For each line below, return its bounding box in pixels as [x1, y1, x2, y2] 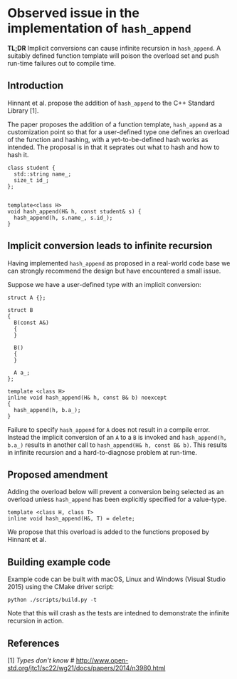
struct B [7, 306, 33, 313]
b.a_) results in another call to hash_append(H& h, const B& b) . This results [7, 441, 228, 449]
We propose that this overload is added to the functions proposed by [7, 528, 210, 536]
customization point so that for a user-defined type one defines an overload [7, 127, 230, 136]
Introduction [7, 80, 64, 92]
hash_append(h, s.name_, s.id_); [14, 214, 113, 221]
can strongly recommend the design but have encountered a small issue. [7, 266, 221, 275]
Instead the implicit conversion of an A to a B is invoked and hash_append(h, [7, 433, 227, 441]
